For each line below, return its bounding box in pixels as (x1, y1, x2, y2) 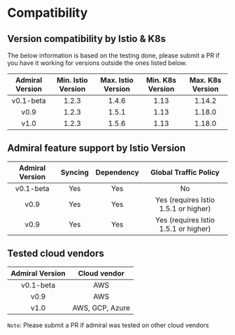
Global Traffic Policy (150, 167, 220, 177)
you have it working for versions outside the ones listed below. (7, 59, 187, 67)
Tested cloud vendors (7, 248, 105, 259)
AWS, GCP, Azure (72, 303, 131, 313)
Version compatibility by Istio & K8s (7, 33, 166, 45)
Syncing (60, 167, 90, 177)
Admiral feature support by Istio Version (7, 142, 186, 155)
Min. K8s (145, 76, 177, 85)
